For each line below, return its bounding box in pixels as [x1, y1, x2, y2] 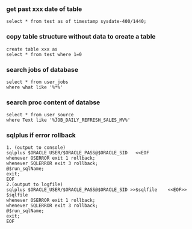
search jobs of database [6, 65, 79, 74]
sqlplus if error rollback [6, 131, 76, 140]
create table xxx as [6, 46, 58, 52]
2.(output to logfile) [6, 181, 63, 188]
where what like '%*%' [6, 84, 63, 90]
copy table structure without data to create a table [6, 33, 156, 41]
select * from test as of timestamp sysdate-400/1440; [6, 19, 147, 25]
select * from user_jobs [6, 79, 69, 85]
